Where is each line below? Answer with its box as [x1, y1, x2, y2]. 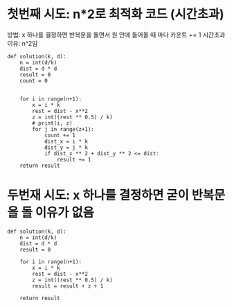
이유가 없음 [35, 205, 95, 220]
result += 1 [56, 156, 91, 163]
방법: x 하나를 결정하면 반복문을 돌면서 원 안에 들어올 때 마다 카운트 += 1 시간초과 [7, 30, 226, 39]
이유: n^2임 [7, 39, 38, 47]
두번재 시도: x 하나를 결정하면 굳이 [7, 188, 189, 203]
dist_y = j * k [44, 143, 89, 151]
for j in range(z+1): [32, 125, 95, 132]
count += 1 [44, 132, 76, 139]
